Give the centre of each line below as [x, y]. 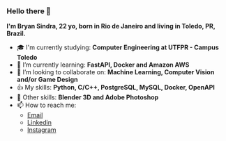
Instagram [42, 130]
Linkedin [39, 123]
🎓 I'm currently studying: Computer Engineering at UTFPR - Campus [118, 47]
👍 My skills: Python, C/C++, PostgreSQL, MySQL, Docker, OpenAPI [116, 88]
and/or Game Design [47, 80]
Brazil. [16, 33]
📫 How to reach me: [46, 105]
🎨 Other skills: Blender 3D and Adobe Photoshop [88, 97]
